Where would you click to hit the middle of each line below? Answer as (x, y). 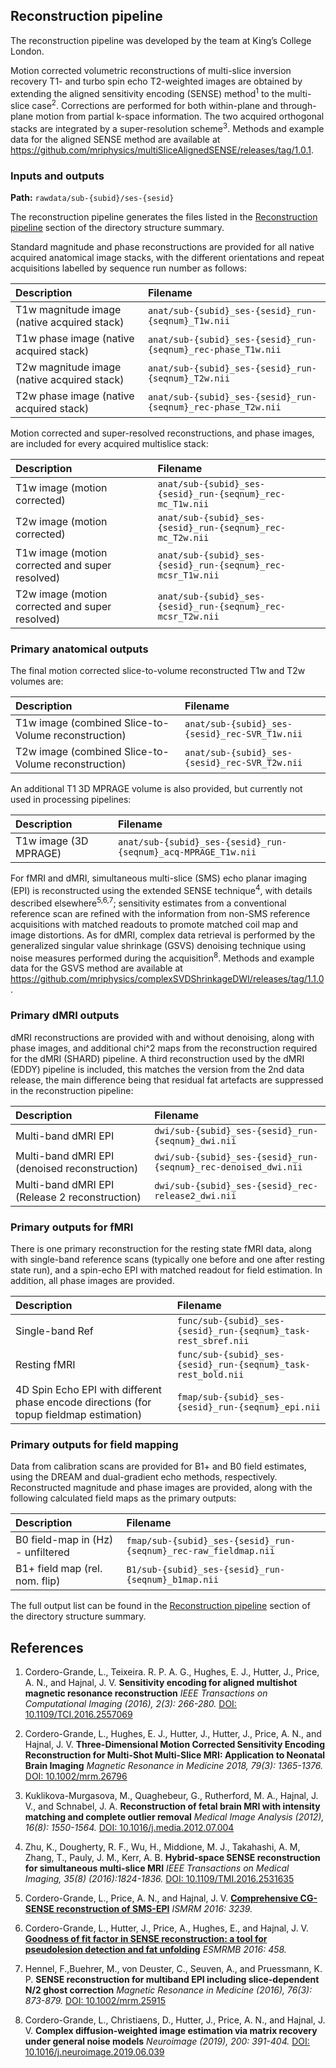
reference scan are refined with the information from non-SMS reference (160, 913)
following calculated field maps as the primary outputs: (123, 1498)
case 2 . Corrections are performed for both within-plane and (154, 105)
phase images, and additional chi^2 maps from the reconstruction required (164, 1048)
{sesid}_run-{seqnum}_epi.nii (248, 1407)
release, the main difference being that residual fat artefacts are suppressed (167, 1080)
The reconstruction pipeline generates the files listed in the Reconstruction (164, 217)
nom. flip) (38, 1581)
